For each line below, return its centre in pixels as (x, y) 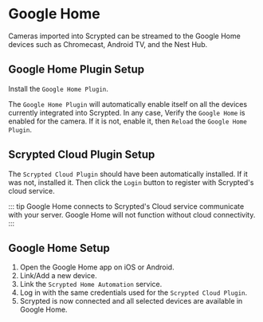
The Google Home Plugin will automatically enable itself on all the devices (128, 104)
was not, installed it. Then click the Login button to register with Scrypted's (131, 182)
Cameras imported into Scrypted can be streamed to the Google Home (124, 36)
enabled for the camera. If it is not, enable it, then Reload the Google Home (128, 121)
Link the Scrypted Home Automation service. (91, 285)
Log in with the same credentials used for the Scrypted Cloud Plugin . (133, 293)
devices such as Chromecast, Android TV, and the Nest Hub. (108, 44)
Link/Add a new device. (58, 276)
